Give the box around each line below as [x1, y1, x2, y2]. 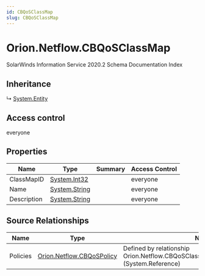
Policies [9, 252, 32, 260]
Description [9, 195, 43, 203]
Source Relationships [6, 216, 90, 226]
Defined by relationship [123, 244, 190, 252]
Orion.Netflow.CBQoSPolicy [37, 252, 118, 260]
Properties [6, 147, 48, 157]
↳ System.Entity [6, 95, 48, 103]
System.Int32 [49, 175, 88, 183]
